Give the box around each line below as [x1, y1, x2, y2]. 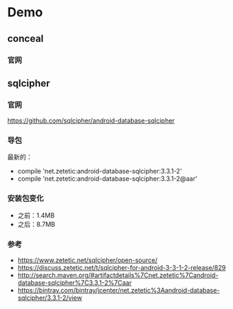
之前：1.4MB [17, 210, 55, 220]
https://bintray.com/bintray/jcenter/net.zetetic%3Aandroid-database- [17, 286, 220, 295]
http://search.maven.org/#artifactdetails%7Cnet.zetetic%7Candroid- [17, 271, 219, 280]
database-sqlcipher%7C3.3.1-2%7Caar [17, 279, 132, 287]
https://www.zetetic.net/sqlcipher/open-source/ [17, 256, 158, 264]
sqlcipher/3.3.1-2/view [17, 293, 83, 302]
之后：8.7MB [17, 220, 55, 228]
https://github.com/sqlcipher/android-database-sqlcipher [7, 116, 175, 125]
